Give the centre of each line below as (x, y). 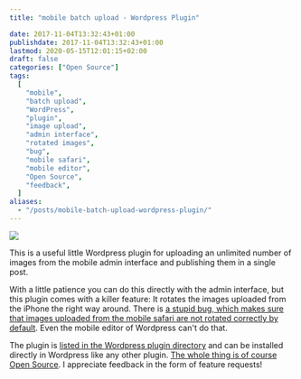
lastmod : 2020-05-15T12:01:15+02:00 (78, 51)
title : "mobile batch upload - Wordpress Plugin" (105, 18)
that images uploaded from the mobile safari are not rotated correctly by (144, 318)
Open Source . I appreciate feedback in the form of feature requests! (136, 364)
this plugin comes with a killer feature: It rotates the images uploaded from (148, 299)
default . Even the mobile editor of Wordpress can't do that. (118, 328)
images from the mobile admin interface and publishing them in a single (142, 262)
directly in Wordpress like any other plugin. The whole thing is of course (143, 355)
